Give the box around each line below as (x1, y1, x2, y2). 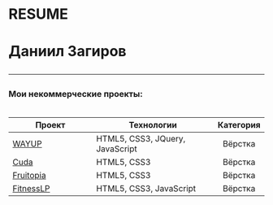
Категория (217, 120, 261, 131)
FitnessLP (12, 183, 50, 194)
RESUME (8, 5, 69, 24)
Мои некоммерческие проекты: (8, 89, 144, 100)
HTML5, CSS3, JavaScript (96, 183, 197, 194)
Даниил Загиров (8, 42, 127, 61)
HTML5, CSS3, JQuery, (96, 133, 186, 145)
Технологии (128, 120, 177, 131)
